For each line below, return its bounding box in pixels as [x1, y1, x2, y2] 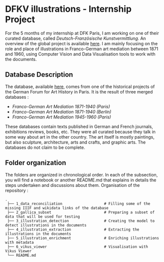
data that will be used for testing [5, 214, 80, 219]
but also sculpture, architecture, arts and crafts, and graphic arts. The [5, 139, 146, 145]
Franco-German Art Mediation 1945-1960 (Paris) [12, 114, 111, 120]
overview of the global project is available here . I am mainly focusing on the [5, 40, 158, 46]
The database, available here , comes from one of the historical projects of [5, 84, 155, 89]
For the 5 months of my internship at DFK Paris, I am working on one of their [5, 30, 159, 36]
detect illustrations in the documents [5, 223, 87, 228]
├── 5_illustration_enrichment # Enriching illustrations [7, 235, 160, 240]
